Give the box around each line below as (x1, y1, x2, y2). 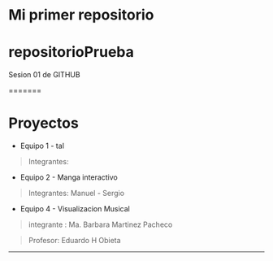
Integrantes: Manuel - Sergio (28, 189, 124, 198)
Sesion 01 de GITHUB (8, 70, 80, 80)
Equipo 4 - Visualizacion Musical (19, 204, 130, 214)
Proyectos (8, 114, 79, 133)
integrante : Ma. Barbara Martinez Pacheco (28, 220, 173, 229)
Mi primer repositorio (8, 6, 154, 24)
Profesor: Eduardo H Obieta (28, 236, 121, 246)
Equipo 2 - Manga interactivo (19, 172, 118, 182)
